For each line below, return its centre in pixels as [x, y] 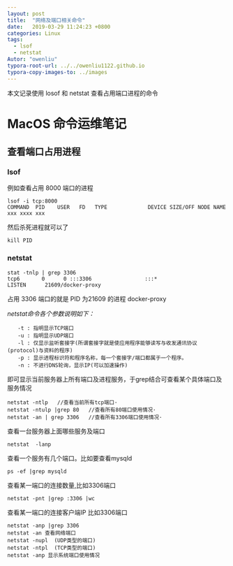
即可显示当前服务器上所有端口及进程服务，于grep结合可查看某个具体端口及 [115, 379]
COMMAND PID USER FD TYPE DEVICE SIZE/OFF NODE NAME [117, 208]
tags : [15, 40]
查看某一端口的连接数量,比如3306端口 [62, 485]
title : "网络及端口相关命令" [46, 20]
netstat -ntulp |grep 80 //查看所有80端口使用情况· [82, 409]
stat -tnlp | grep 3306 [42, 273]
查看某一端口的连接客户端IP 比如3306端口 [67, 512]
